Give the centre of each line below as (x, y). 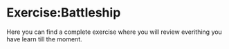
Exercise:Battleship (64, 13)
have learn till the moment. (44, 39)
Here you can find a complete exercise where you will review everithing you (114, 32)
